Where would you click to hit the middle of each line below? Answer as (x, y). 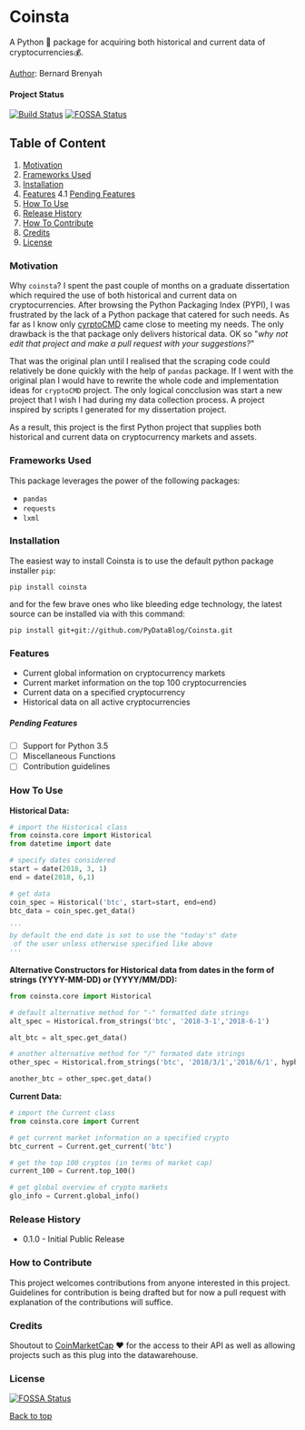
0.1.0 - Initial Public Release (74, 1239)
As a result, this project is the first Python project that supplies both (135, 427)
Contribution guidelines (66, 766)
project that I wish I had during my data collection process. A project (137, 400)
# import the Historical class (69, 827)
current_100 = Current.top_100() (73, 1171)
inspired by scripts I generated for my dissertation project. (118, 410)
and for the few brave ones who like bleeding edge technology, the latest (146, 603)
